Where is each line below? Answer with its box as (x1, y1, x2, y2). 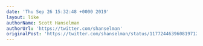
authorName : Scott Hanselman (6, 20, 80, 26)
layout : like (6, 14, 39, 20)
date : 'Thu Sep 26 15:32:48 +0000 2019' (6, 8, 110, 15)
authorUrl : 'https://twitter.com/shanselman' (6, 25, 123, 32)
